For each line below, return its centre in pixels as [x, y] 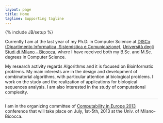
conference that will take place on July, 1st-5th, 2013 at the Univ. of [72, 111]
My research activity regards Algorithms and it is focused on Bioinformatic [79, 66]
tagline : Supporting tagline [34, 18]
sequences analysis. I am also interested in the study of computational [75, 87]
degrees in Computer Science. [36, 57]
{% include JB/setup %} [29, 32]
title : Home [17, 14]
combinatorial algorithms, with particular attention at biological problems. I [79, 77]
